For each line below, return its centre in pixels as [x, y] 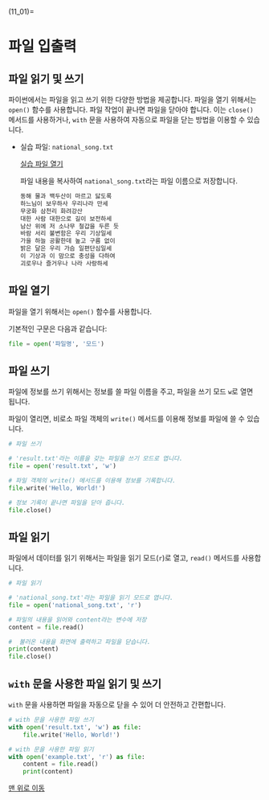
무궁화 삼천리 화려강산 [51, 211]
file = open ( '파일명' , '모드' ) [56, 344]
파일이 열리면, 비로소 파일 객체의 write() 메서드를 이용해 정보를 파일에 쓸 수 [126, 419]
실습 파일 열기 [41, 164]
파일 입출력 [43, 47]
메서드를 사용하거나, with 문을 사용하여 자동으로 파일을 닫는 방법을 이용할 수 [127, 119]
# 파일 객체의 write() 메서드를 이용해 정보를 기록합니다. [92, 480]
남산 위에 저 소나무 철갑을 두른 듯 [69, 226]
